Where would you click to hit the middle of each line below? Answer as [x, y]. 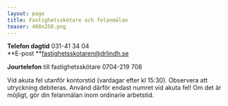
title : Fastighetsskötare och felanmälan [68, 20]
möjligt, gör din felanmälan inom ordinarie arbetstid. [80, 95]
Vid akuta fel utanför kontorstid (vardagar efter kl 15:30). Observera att [107, 80]
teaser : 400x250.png [37, 26]
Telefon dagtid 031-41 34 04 [48, 46]
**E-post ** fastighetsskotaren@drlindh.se [68, 53]
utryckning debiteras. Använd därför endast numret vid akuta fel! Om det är [114, 88]
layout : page [26, 14]
